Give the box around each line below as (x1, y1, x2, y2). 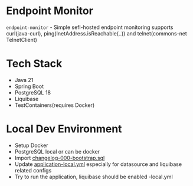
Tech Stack (6, 57, 63, 70)
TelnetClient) (6, 36, 37, 43)
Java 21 (14, 76, 34, 83)
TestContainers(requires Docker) (14, 102, 95, 109)
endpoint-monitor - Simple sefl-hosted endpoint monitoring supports (6, 24, 174, 31)
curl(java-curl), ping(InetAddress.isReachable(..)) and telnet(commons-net (6, 30, 187, 37)
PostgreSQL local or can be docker (14, 148, 100, 155)
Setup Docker (14, 142, 48, 149)
